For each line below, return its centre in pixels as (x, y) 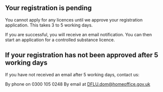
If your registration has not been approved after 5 (82, 55)
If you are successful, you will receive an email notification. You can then (79, 34)
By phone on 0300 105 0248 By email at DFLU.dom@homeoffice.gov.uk (78, 84)
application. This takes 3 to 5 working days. (49, 25)
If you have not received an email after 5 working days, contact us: (72, 74)
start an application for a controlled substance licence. (60, 40)
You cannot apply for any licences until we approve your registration (74, 20)
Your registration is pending (48, 8)
